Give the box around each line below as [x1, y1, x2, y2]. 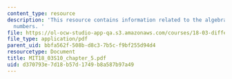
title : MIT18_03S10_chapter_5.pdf [7, 55, 107, 62]
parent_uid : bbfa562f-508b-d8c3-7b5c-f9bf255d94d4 [7, 42, 156, 49]
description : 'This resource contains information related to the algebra [7, 16, 227, 23]
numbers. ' [13, 23, 45, 30]
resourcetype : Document [7, 49, 76, 56]
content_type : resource [7, 10, 76, 17]
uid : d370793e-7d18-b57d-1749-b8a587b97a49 [7, 61, 135, 68]
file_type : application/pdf [7, 36, 88, 43]
